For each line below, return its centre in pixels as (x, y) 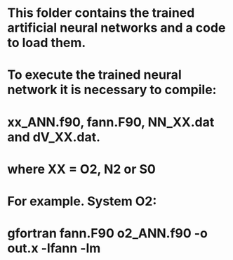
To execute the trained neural (94, 75)
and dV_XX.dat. (54, 137)
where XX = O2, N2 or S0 (81, 169)
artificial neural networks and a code (116, 28)
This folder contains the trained (101, 13)
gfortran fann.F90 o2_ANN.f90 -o (108, 234)
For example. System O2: (82, 201)
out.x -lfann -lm (54, 248)
